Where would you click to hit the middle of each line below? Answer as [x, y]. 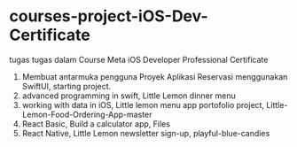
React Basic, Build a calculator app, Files [96, 124]
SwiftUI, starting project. [66, 86]
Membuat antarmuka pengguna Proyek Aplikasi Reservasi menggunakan [155, 76]
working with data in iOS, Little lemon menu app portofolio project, [143, 104]
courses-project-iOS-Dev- [109, 16]
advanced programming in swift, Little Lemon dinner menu [129, 96]
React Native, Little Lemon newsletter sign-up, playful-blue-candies [146, 133]
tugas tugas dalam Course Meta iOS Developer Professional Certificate [139, 59]
